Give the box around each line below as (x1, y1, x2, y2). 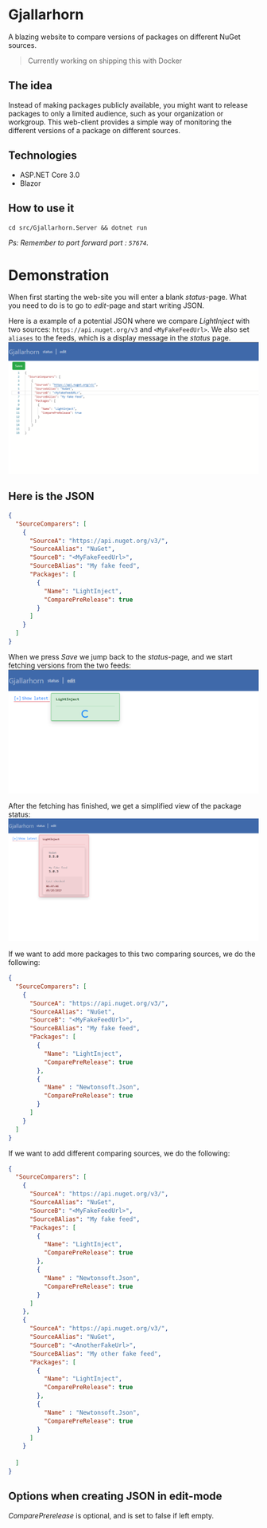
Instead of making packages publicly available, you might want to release (8, 100, 249, 109)
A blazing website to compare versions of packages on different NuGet (8, 32, 241, 41)
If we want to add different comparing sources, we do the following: (8, 1148, 230, 1158)
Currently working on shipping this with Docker (27, 56, 183, 65)
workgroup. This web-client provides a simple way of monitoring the (8, 117, 232, 127)
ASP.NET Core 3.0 (19, 170, 80, 179)
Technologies (8, 149, 78, 163)
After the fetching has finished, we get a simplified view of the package (8, 801, 242, 810)
